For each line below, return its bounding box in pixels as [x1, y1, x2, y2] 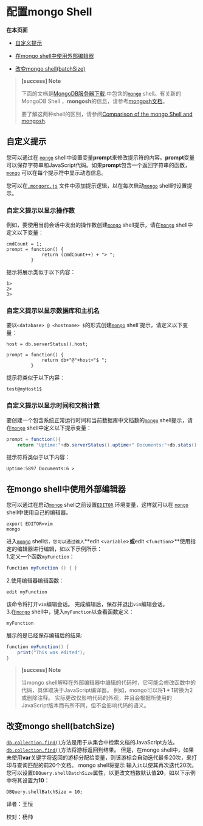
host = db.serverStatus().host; [6, 341, 88, 347]
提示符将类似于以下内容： [6, 454, 71, 461]
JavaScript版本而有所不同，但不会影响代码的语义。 [21, 701, 150, 709]
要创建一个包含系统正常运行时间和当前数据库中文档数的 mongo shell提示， [6, 416, 188, 423]
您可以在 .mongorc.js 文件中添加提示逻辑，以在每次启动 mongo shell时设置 [6, 182, 187, 189]
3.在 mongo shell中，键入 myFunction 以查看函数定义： [6, 608, 135, 615]
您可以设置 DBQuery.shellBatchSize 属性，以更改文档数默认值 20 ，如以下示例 [6, 769, 196, 776]
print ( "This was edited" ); [17, 649, 86, 655]
